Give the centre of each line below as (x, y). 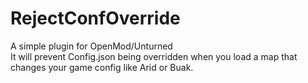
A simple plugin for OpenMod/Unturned (91, 46)
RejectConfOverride (95, 18)
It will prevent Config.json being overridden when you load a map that (154, 56)
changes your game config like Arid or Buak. (102, 67)
